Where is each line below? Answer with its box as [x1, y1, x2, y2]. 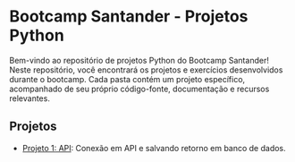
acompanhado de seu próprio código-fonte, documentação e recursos [9, 83, 270, 94]
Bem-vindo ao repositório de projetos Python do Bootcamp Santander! [9, 55, 270, 65]
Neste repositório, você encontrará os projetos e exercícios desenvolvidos [9, 64, 283, 75]
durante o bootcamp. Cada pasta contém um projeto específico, [9, 73, 246, 84]
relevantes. [9, 92, 51, 104]
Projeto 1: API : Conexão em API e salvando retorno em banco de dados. [21, 142, 286, 153]
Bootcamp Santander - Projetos [9, 6, 249, 27]
